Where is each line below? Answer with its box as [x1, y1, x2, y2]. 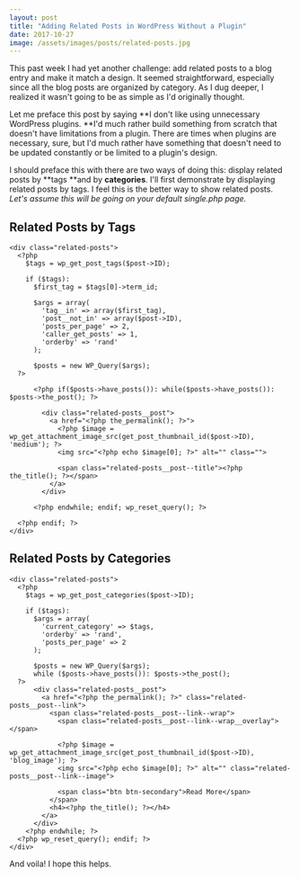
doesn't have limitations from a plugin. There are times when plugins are [9, 128, 277, 139]
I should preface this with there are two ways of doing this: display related [9, 165, 283, 175]
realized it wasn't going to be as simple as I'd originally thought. [9, 92, 245, 103]
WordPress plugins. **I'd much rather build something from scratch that [9, 119, 277, 130]
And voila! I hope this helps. [9, 858, 112, 869]
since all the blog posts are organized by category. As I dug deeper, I [9, 82, 264, 93]
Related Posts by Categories [9, 551, 171, 567]
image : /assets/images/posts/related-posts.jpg [9, 38, 191, 48]
